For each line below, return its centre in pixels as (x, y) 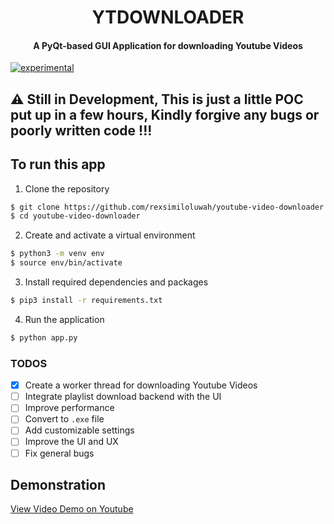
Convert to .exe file (64, 419)
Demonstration (58, 484)
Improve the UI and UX (71, 442)
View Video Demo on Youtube (72, 509)
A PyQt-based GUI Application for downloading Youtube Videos (168, 45)
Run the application (64, 319)
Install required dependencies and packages (116, 282)
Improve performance (69, 408)
